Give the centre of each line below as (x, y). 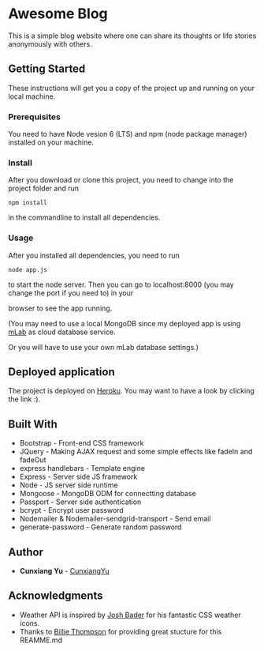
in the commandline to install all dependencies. (84, 217)
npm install (28, 203)
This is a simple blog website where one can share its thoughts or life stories (132, 36)
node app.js (28, 269)
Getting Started (47, 69)
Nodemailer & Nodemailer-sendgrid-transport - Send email (115, 519)
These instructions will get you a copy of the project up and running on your (131, 88)
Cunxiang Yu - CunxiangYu (64, 571)
